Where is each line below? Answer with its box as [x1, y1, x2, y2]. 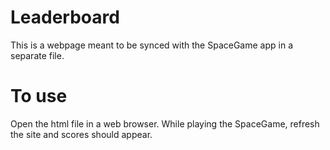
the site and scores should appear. [10, 128, 153, 140]
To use [10, 85, 68, 108]
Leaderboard [10, 6, 120, 29]
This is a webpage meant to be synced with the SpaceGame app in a [10, 39, 293, 51]
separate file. [10, 49, 65, 61]
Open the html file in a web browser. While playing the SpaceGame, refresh [10, 117, 320, 130]
